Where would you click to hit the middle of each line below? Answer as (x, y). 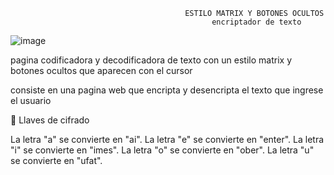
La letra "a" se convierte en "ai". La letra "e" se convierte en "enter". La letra (167, 139)
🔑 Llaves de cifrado (50, 120)
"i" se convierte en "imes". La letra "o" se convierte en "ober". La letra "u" (162, 150)
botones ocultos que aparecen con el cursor (101, 70)
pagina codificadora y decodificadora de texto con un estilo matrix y (151, 60)
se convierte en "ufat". (56, 160)
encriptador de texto (256, 22)
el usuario (31, 100)
